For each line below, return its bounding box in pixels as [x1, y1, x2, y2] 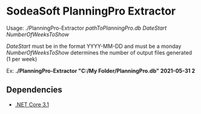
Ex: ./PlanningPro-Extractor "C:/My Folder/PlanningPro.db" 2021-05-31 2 [6, 67, 196, 74]
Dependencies [6, 85, 62, 95]
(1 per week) [6, 55, 38, 62]
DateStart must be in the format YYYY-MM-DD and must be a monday [6, 42, 182, 50]
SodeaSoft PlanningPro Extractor [6, 4, 176, 18]
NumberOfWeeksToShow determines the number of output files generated [6, 49, 193, 56]
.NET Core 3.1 [15, 101, 50, 108]
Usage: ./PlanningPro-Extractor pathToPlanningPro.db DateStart [6, 24, 167, 32]
